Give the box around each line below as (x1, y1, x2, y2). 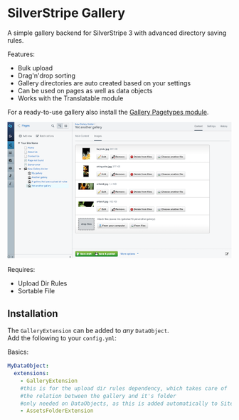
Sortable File (17, 287, 55, 295)
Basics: (7, 347, 29, 357)
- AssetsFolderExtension (20, 407, 94, 414)
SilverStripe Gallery (7, 5, 126, 21)
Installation (7, 308, 58, 320)
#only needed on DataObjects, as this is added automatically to (20, 400, 218, 407)
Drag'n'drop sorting (17, 71, 76, 80)
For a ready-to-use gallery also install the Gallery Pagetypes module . (7, 107, 209, 116)
